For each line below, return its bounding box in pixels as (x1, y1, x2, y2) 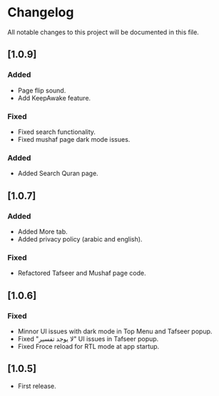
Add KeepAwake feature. (17, 93, 91, 102)
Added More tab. (17, 227, 68, 236)
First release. (17, 382, 56, 390)
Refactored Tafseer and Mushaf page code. (17, 269, 146, 278)
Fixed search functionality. (17, 127, 96, 136)
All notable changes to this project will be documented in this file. (7, 28, 200, 36)
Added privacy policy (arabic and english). (17, 234, 143, 243)
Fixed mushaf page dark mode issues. (17, 135, 131, 143)
